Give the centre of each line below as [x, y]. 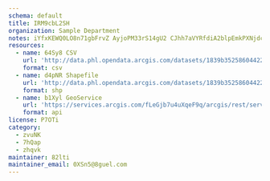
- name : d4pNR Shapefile [57, 75]
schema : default [35, 16]
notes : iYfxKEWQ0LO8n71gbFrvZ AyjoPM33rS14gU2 [88, 38]
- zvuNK [29, 135]
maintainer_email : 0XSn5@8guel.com [68, 165]
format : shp [43, 90]
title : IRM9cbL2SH [39, 23]
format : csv [43, 68]
